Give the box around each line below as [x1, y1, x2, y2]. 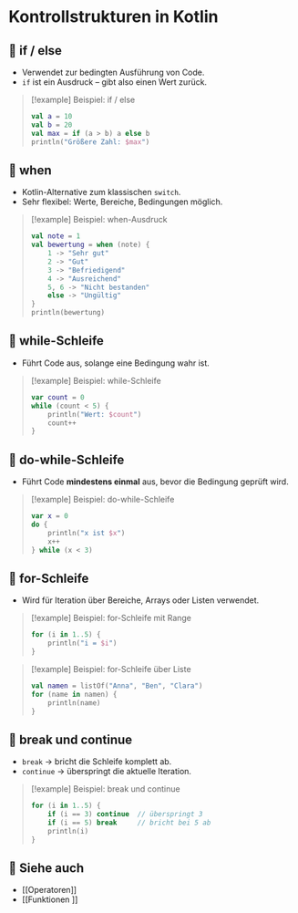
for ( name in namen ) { [30, 690, 118, 699]
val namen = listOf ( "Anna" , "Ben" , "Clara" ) [30, 681, 203, 690]
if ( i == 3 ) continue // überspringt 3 [47, 810, 203, 819]
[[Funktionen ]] [21, 894, 78, 905]
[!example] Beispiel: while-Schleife [30, 375, 161, 386]
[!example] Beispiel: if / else [30, 94, 136, 105]
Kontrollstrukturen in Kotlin [8, 6, 219, 27]
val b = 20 [30, 120, 73, 130]
